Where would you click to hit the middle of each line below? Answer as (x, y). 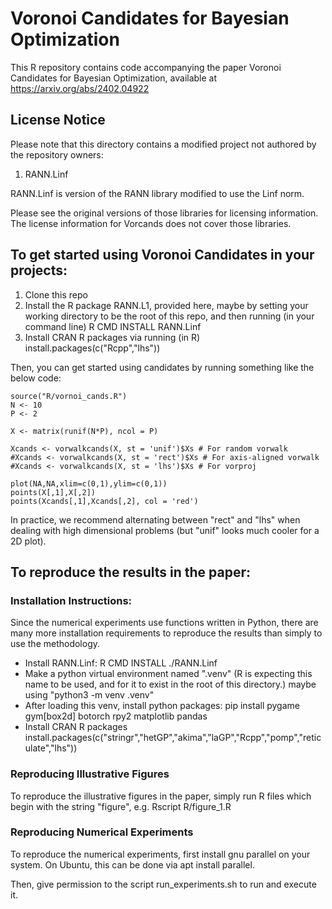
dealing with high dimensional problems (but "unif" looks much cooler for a (165, 530)
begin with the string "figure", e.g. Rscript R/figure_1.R (121, 806)
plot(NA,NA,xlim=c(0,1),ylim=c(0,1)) (89, 483)
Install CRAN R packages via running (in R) (112, 337)
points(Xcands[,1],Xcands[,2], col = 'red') (104, 501)
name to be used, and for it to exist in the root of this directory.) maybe (170, 684)
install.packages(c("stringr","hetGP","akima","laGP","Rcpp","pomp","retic (173, 738)
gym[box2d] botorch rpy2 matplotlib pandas (116, 716)
